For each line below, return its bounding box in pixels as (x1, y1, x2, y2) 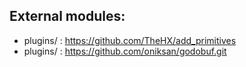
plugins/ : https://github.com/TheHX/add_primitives (23, 34, 237, 46)
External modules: (9, 8, 126, 25)
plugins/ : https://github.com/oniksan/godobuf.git (23, 45, 227, 57)
